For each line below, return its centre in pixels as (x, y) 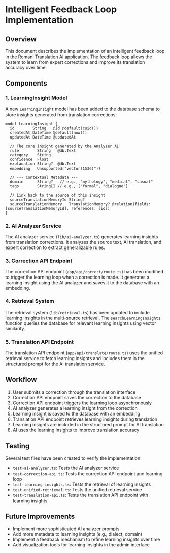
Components (26, 83)
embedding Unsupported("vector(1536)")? (55, 168)
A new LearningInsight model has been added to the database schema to (82, 109)
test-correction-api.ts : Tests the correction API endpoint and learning (88, 473)
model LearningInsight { (31, 124)
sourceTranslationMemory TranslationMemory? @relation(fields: (80, 204)
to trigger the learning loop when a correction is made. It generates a (77, 277)
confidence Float (29, 159)
